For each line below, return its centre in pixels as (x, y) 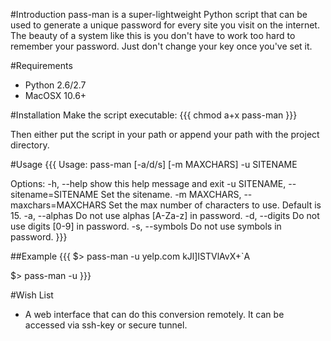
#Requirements (41, 65)
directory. (30, 145)
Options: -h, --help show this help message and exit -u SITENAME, (148, 183)
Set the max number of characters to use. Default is (215, 205)
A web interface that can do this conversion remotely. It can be (154, 314)
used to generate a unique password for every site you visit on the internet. (165, 25)
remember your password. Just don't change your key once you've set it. (161, 46)
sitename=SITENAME (54, 194)
